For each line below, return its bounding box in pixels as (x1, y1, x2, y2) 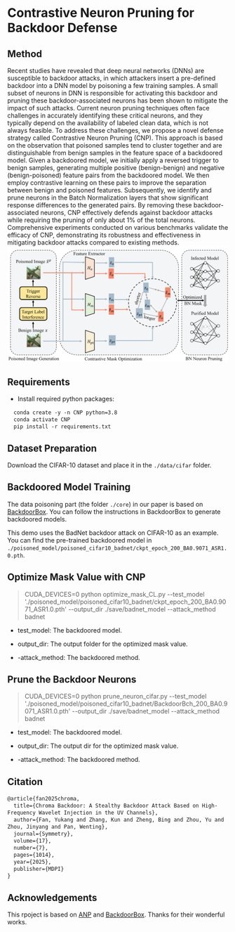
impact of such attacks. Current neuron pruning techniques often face (7, 104, 210, 112)
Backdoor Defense (7, 20, 118, 36)
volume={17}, (13, 838, 52, 845)
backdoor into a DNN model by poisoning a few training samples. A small (7, 82, 218, 89)
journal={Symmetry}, (13, 831, 74, 838)
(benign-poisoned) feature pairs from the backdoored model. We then (7, 171, 210, 179)
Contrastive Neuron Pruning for (7, 5, 195, 21)
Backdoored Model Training (7, 481, 131, 493)
